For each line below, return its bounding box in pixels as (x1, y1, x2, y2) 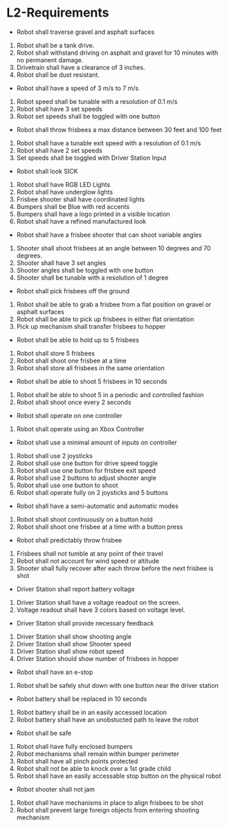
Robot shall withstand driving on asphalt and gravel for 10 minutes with (16, 48, 219, 57)
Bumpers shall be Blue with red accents (16, 202, 130, 210)
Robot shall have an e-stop (16, 668, 93, 676)
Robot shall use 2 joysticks (16, 451, 93, 460)
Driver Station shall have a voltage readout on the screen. (16, 598, 181, 606)
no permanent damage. (16, 55, 84, 64)
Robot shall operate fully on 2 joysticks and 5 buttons (16, 488, 169, 496)
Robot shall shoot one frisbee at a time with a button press (16, 522, 183, 531)
